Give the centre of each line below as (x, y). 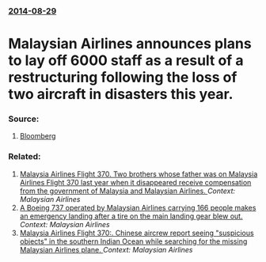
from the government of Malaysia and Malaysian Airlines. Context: (127, 191)
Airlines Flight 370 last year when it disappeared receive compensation (135, 182)
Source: (24, 119)
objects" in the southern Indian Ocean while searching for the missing (133, 241)
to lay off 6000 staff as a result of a (126, 61)
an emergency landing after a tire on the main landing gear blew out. (131, 216)
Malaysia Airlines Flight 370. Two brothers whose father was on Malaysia (139, 174)
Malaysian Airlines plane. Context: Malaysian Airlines (106, 249)
